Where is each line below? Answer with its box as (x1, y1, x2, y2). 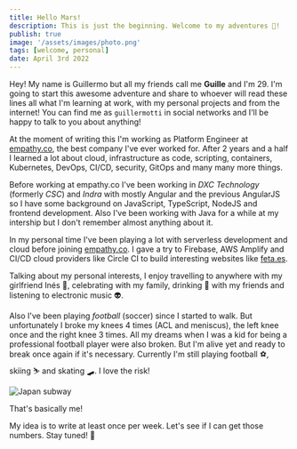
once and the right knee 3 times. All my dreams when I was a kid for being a (9, 330, 287, 340)
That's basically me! (9, 404, 83, 413)
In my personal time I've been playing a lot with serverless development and (9, 235, 288, 245)
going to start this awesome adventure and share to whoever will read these (9, 88, 288, 99)
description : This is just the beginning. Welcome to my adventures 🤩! (9, 21, 280, 30)
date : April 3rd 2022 (9, 54, 90, 63)
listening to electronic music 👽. (9, 290, 124, 301)
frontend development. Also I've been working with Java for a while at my (9, 208, 279, 218)
